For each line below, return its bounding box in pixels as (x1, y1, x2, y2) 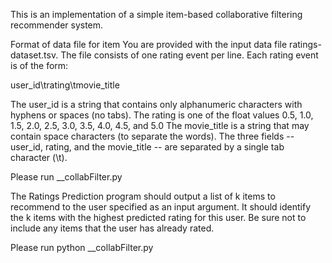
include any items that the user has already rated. (10, 222, 215, 234)
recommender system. (10, 19, 104, 31)
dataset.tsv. (10, 49, 59, 61)
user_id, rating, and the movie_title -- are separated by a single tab (10, 141, 285, 153)
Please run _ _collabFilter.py (10, 171, 123, 183)
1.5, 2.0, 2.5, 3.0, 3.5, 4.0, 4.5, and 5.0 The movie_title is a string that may (10, 120, 310, 131)
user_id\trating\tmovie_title (10, 79, 120, 91)
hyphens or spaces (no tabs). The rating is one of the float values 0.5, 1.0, (10, 109, 314, 121)
